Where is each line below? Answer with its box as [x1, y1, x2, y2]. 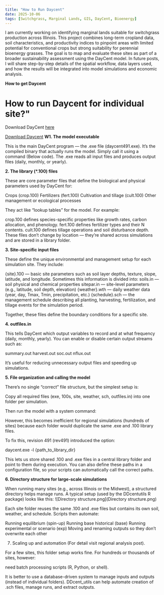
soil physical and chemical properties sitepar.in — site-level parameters [5, 282, 149, 287]
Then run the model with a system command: [5, 408, 96, 414]
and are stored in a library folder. [5, 238, 71, 243]
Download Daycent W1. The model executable [5, 134, 99, 140]
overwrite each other [5, 531, 47, 537]
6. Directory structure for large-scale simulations [5, 476, 107, 482]
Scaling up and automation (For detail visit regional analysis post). [12, 540, 145, 546]
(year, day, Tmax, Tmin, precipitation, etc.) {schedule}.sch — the [5, 292, 135, 298]
